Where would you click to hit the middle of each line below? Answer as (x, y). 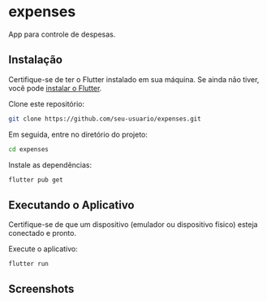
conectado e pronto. (43, 233)
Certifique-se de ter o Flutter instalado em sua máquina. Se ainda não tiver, (134, 79)
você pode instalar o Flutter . (55, 88)
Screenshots (41, 289)
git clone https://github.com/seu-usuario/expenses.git (105, 119)
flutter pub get (36, 180)
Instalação (36, 60)
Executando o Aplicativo (71, 205)
